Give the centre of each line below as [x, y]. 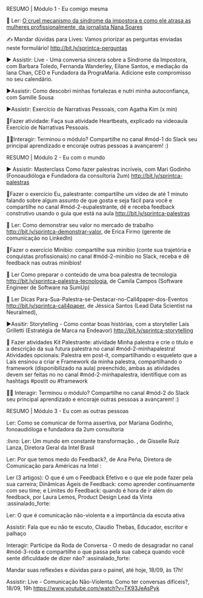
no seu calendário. [29, 79]
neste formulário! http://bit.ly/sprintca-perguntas [67, 48]
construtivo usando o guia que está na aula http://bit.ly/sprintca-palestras [98, 213]
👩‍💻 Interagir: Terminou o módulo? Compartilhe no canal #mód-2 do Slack [98, 393]
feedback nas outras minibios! [44, 263]
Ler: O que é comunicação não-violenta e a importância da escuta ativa [95, 515]
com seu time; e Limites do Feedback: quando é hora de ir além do [90, 490]
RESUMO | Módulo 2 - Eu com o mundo [56, 157]
